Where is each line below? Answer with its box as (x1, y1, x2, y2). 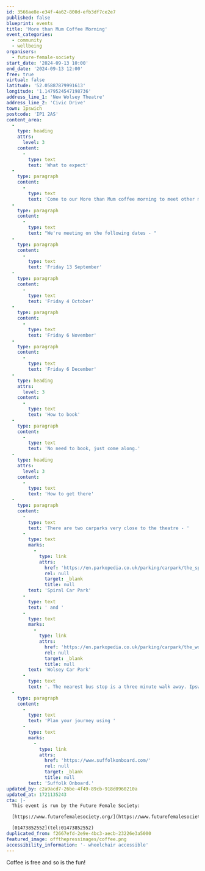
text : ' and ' (28, 604, 64, 611)
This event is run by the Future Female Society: (12, 803, 140, 809)
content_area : (6, 116, 43, 123)
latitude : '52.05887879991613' (6, 83, 86, 89)
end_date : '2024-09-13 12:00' (6, 65, 84, 72)
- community (12, 37, 43, 43)
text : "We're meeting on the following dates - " (28, 230, 157, 236)
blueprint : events (6, 20, 53, 26)
